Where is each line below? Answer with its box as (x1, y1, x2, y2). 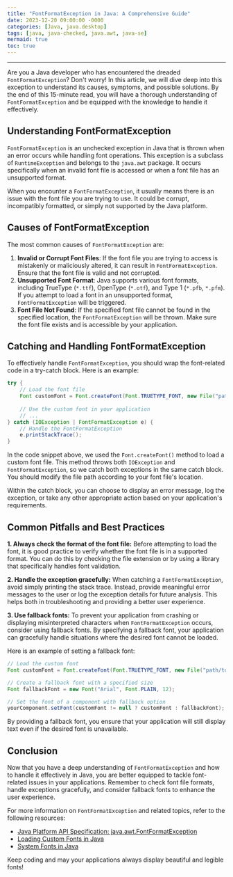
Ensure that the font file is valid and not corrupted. (17, 269, 162, 277)
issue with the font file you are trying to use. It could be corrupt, (7, 194, 189, 203)
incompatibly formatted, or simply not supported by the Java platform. (7, 201, 208, 210)
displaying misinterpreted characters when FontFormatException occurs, (7, 619, 214, 626)
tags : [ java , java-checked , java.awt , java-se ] (7, 29, 148, 37)
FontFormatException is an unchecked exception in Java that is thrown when (7, 143, 225, 152)
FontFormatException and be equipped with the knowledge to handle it (7, 98, 208, 106)
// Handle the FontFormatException (19, 425, 123, 432)
